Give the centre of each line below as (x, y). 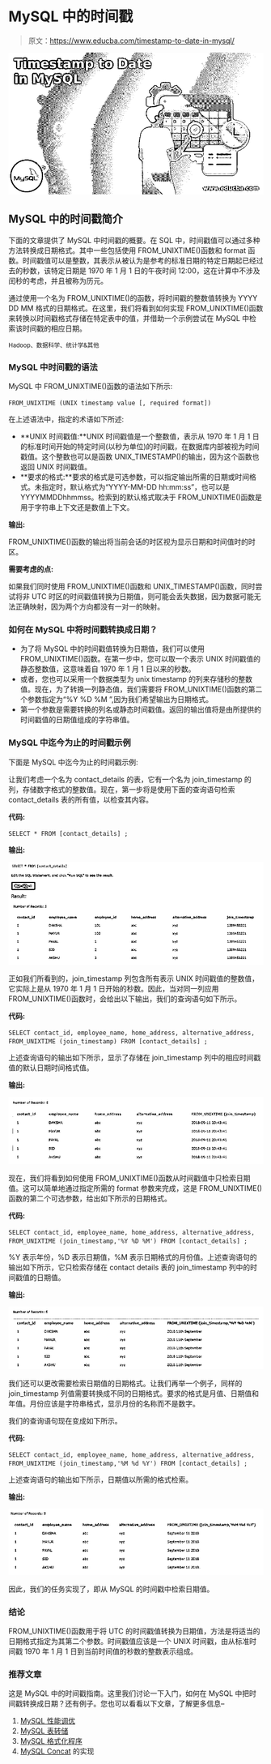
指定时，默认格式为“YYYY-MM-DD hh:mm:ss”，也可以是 (136, 487)
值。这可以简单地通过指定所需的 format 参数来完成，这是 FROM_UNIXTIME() (135, 1188)
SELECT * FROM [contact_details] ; (68, 833)
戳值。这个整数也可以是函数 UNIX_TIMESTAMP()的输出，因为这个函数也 (140, 457)
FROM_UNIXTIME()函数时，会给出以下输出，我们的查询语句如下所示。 (125, 999)
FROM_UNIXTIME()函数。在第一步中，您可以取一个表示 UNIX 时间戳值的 (140, 659)
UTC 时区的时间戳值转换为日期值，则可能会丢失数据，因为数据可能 (143, 597)
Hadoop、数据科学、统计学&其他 (54, 345)
